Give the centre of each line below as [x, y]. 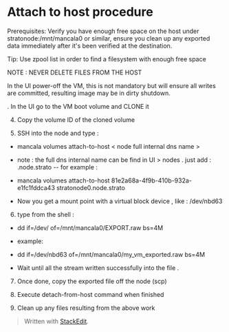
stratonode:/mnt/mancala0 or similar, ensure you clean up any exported [109, 38]
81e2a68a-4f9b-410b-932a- [152, 180]
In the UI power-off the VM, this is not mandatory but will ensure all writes [112, 85]
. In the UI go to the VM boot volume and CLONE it [78, 106]
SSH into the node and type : [58, 133]
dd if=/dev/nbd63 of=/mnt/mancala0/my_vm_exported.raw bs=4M [111, 254]
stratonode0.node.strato [90, 187]
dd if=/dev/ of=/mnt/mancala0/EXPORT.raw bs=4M [90, 227]
